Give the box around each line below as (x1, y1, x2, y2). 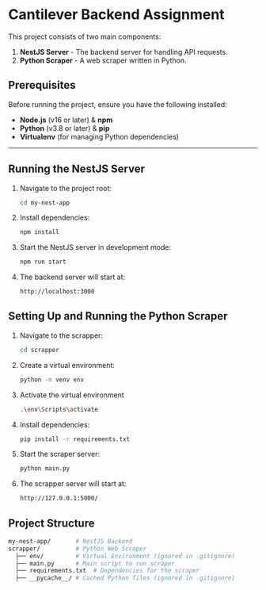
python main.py (19, 465, 70, 473)
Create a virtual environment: (19, 360, 115, 370)
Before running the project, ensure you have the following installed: (8, 99, 227, 109)
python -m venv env (19, 375, 85, 384)
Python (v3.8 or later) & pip (19, 123, 110, 132)
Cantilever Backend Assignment (8, 6, 225, 24)
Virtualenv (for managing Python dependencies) (19, 132, 180, 141)
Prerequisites (8, 79, 76, 92)
